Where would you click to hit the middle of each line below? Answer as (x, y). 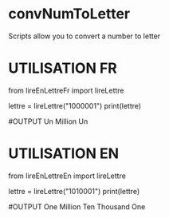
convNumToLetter (69, 14)
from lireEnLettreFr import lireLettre (67, 90)
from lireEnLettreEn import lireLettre (67, 176)
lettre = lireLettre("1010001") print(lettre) (74, 191)
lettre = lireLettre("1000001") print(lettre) (75, 105)
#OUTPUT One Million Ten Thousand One (77, 206)
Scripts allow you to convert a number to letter (84, 36)
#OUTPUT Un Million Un (48, 121)
